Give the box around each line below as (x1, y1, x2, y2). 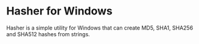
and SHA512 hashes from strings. (6, 30, 90, 37)
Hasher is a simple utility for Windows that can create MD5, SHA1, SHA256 (6, 24, 194, 31)
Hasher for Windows (6, 4, 113, 18)
